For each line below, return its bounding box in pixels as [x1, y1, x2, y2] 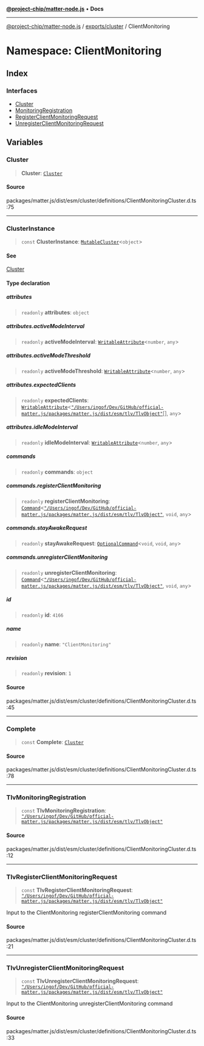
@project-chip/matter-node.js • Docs [6, 5, 104, 12]
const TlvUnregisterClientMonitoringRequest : [21, 977, 139, 985]
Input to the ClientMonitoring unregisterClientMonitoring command [6, 1000, 173, 1007]
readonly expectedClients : [21, 396, 89, 404]
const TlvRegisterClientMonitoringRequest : [21, 886, 134, 894]
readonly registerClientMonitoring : [21, 497, 110, 505]
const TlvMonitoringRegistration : [21, 807, 106, 815]
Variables [6, 137, 44, 148]
